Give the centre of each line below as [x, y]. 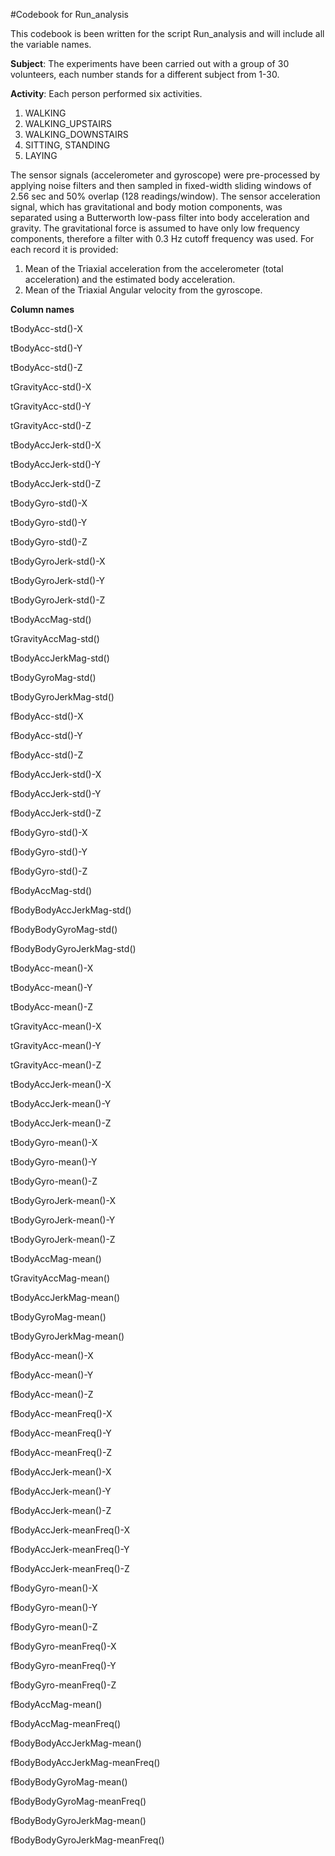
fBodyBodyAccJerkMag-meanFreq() [85, 1762]
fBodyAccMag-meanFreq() [66, 1723]
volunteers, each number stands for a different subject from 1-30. [145, 74]
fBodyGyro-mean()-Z [54, 1627]
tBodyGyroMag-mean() [58, 1317]
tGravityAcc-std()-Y [51, 406]
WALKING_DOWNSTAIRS [76, 134]
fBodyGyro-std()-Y [49, 852]
